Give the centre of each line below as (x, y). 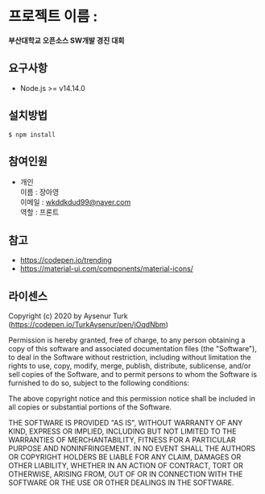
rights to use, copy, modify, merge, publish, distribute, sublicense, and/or (130, 366)
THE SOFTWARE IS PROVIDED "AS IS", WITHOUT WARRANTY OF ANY (126, 423)
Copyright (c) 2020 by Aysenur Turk (68, 316)
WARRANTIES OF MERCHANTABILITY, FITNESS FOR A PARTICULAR (122, 440)
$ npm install (32, 135)
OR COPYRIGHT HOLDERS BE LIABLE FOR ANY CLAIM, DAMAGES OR (125, 457)
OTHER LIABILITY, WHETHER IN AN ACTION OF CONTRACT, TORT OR (126, 465)
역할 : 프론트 (39, 212)
